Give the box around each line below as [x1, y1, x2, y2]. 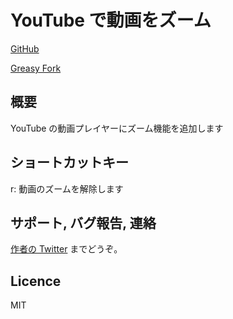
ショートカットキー [10, 154, 129, 171]
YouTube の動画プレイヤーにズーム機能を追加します [10, 122, 224, 134]
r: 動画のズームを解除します [10, 182, 124, 195]
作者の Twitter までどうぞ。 [10, 243, 123, 255]
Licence [10, 272, 62, 290]
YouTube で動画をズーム [10, 9, 212, 32]
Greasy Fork [10, 62, 62, 74]
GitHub [10, 42, 40, 55]
